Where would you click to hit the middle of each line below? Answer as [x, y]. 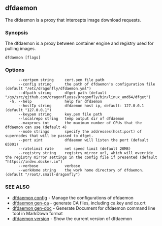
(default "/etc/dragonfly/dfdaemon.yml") [48, 89]
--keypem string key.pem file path [60, 114]
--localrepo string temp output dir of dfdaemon [71, 119]
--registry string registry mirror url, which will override [85, 153]
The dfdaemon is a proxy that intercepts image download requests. [73, 20]
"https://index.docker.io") [34, 162]
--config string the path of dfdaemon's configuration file [86, 85]
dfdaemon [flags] [23, 58]
